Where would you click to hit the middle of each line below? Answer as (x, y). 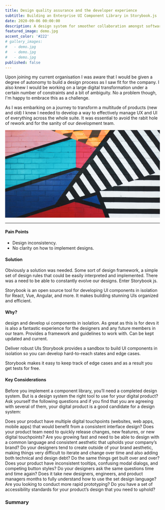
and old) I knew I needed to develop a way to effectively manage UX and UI (81, 113)
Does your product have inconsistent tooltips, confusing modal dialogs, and (82, 463)
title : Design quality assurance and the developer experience (71, 10)
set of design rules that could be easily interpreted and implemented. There (82, 276)
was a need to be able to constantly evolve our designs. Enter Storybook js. (82, 281)
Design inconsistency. (35, 243)
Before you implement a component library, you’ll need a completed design (81, 391)
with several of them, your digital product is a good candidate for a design (80, 406)
